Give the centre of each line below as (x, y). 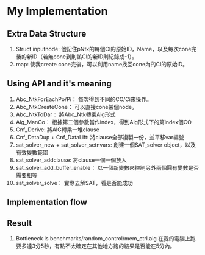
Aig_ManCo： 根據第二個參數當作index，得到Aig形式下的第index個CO (103, 122)
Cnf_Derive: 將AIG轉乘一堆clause (57, 130)
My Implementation (57, 11)
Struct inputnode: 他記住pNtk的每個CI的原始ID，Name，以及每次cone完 (106, 49)
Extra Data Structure (47, 34)
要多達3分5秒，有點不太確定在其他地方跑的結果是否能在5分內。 (95, 246)
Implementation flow (47, 202)
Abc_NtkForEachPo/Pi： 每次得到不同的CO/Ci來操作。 (84, 99)
